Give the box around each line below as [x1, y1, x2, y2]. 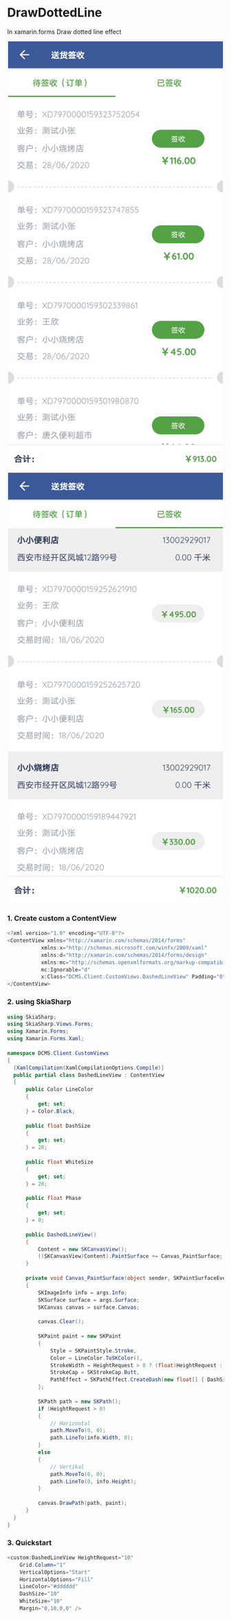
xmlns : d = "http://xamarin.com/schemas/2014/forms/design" [41, 952, 208, 958]
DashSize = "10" [19, 1591, 60, 1598]
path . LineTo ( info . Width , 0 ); [50, 1435, 134, 1441]
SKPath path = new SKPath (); [37, 1398, 122, 1405]
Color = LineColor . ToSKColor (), [50, 1354, 143, 1362]
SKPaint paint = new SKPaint [37, 1333, 122, 1340]
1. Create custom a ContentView [7, 913, 117, 923]
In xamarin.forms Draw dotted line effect [7, 28, 122, 36]
